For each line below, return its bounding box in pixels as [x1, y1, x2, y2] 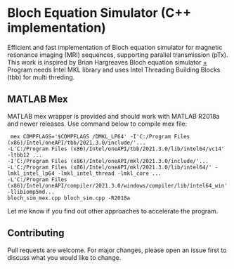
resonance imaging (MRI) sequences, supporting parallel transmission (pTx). [7, 51, 228, 59]
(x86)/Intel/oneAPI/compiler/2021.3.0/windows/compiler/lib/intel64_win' [7, 182, 228, 189]
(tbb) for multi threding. [7, 72, 75, 81]
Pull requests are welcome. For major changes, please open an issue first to [7, 246, 227, 254]
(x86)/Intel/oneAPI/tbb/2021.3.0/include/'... [7, 139, 146, 146]
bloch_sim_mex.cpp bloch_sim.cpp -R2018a [7, 195, 131, 202]
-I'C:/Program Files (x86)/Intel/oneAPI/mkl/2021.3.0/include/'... [7, 157, 209, 164]
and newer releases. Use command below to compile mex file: [7, 119, 188, 128]
